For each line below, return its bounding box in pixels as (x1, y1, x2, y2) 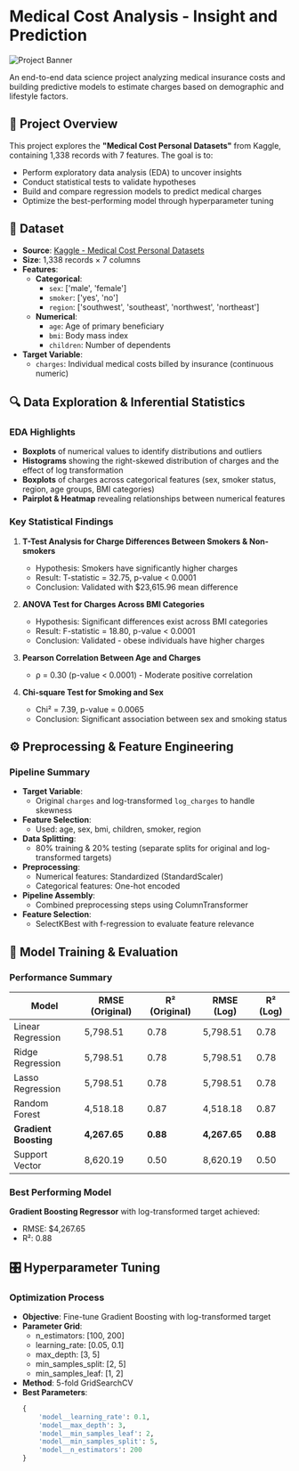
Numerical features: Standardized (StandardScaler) (35, 871, 224, 882)
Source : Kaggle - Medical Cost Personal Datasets (21, 245, 205, 256)
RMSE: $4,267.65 (21, 1223, 86, 1234)
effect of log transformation (21, 465, 124, 475)
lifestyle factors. (9, 91, 69, 102)
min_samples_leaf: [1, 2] (35, 1368, 124, 1378)
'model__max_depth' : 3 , (38, 1420, 126, 1430)
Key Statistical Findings (9, 516, 114, 528)
